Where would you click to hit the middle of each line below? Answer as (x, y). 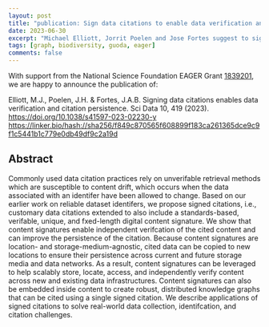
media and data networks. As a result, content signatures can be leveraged (132, 263)
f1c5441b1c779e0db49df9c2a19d (63, 134)
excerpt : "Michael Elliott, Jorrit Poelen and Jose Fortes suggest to (128, 38)
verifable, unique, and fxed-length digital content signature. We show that (130, 220)
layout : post (30, 16)
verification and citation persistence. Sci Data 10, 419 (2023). (109, 108)
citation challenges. (40, 314)
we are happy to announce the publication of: (83, 84)
